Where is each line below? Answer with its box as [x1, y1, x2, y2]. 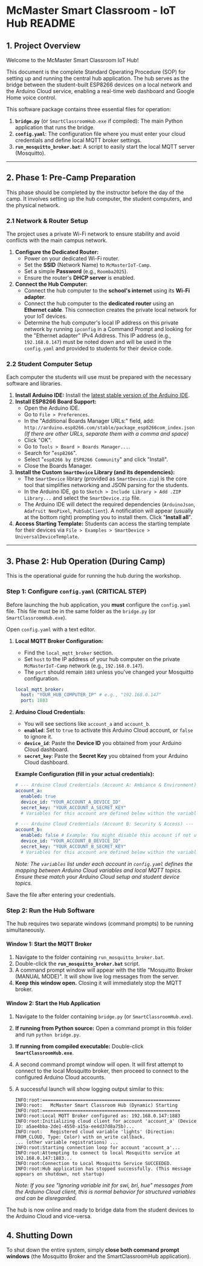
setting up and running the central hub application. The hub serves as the [6, 75, 189, 82]
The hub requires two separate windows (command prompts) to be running [6, 920, 194, 927]
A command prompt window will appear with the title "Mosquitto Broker [14, 966, 193, 974]
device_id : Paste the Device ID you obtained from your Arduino [24, 740, 182, 747]
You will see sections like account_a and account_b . [24, 720, 151, 728]
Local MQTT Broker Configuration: [14, 637, 104, 644]
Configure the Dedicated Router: [14, 248, 99, 256]
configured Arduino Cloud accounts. [14, 1074, 106, 1081]
